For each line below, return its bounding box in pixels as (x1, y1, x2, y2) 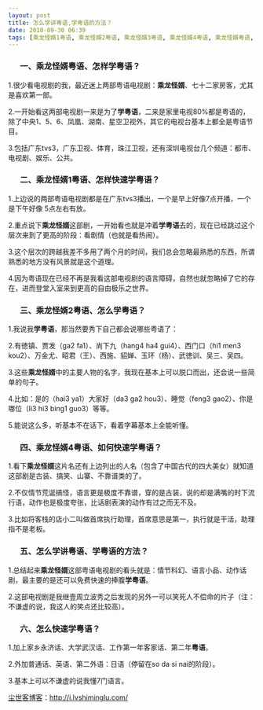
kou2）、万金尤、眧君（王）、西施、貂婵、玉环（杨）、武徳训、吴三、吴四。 (8, 351, 248, 360)
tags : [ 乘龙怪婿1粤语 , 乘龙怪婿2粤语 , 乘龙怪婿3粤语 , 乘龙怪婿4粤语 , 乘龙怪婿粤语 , (8, 33, 254, 42)
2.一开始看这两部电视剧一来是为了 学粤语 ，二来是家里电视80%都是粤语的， (8, 107, 250, 116)
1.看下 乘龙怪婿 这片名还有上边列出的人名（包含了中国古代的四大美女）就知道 (8, 462, 254, 471)
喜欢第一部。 (14, 90, 57, 99)
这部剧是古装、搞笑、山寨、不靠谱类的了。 (8, 471, 146, 480)
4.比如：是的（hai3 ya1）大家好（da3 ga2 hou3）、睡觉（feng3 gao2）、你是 (8, 394, 254, 403)
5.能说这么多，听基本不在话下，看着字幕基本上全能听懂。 (8, 421, 193, 430)
